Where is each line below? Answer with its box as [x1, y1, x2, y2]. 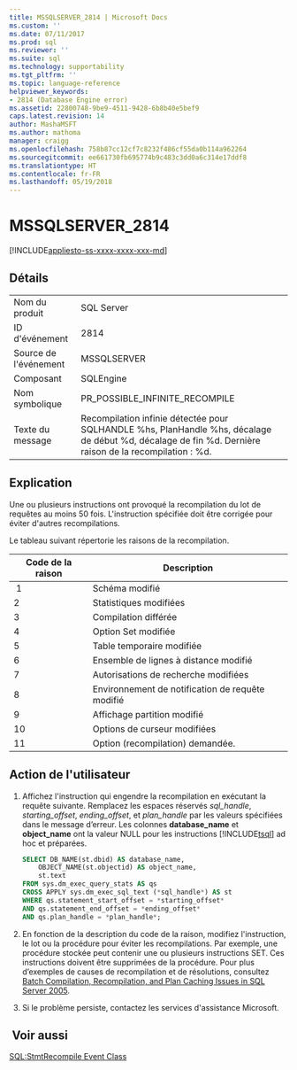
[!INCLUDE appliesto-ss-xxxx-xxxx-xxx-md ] [9, 245, 168, 256]
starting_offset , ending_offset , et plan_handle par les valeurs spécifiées [21, 810, 283, 820]
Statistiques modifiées [92, 596, 186, 609]
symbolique [13, 398, 63, 410]
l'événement [13, 358, 65, 370]
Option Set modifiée [92, 625, 176, 638]
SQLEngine [80, 372, 127, 384]
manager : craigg [9, 136, 69, 145]
